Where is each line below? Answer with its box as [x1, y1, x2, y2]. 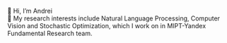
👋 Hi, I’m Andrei [7, 7, 53, 15]
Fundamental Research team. [7, 29, 93, 37]
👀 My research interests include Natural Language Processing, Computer [7, 14, 221, 23]
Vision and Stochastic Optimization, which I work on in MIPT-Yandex [7, 22, 206, 30]
